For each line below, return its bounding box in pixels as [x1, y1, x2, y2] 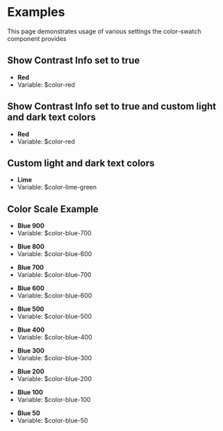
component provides [7, 34, 67, 42]
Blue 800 [17, 242, 45, 251]
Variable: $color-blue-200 [17, 375, 92, 383]
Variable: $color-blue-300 [17, 354, 92, 362]
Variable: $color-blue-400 [17, 333, 92, 341]
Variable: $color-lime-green [17, 183, 97, 192]
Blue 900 [17, 221, 45, 230]
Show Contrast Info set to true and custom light [7, 101, 217, 112]
